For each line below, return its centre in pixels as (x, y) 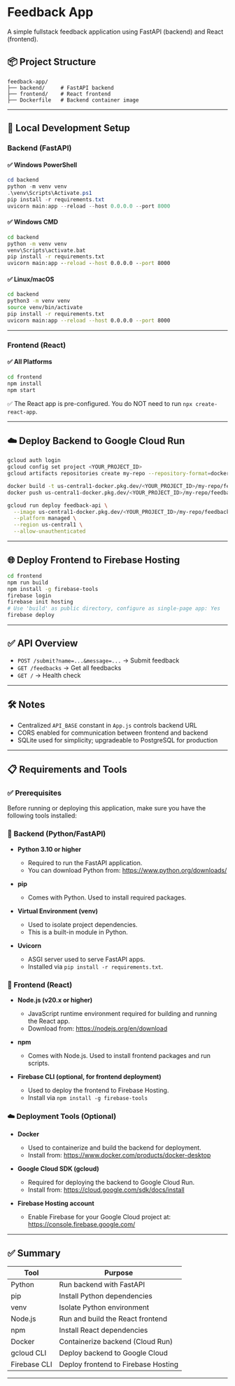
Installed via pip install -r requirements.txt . (95, 966)
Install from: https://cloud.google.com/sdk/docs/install (106, 1190)
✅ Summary (34, 1253)
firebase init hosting (40, 602)
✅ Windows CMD (33, 222)
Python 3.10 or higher (49, 849)
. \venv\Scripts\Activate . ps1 (50, 193)
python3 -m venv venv (39, 301)
